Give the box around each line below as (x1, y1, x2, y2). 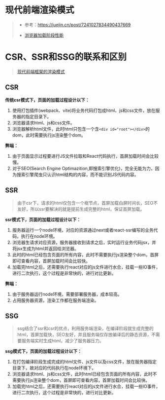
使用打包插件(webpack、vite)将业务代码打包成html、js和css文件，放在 (12, 107, 156, 113)
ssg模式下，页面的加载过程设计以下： (5, 348, 82, 354)
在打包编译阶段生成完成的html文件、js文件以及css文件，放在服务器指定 (12, 359, 157, 365)
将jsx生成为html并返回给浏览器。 (12, 245, 79, 252)
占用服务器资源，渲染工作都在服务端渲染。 (12, 297, 99, 303)
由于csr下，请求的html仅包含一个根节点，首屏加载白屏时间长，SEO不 (17, 200, 158, 206)
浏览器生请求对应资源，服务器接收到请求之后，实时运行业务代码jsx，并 (12, 239, 157, 245)
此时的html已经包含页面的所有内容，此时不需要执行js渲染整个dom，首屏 (12, 252, 159, 257)
